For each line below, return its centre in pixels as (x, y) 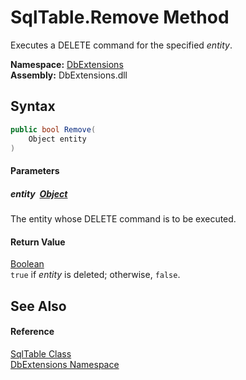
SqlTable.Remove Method (120, 17)
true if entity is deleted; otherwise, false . (95, 275)
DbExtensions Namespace (65, 364)
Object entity (57, 139)
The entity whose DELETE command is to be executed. (123, 218)
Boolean (27, 264)
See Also (38, 306)
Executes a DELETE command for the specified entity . (121, 45)
